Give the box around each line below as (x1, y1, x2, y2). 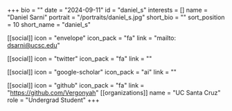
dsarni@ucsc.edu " (7, 41, 60, 49)
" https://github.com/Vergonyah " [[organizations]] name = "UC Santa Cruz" (7, 89, 221, 97)
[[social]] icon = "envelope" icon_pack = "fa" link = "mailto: (7, 34, 177, 42)
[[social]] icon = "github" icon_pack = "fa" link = (7, 81, 145, 89)
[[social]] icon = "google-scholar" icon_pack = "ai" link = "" (7, 68, 177, 76)
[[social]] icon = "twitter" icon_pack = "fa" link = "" (7, 54, 152, 63)
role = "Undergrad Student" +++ (7, 96, 100, 104)
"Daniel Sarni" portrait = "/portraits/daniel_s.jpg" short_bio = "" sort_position (7, 13, 225, 21)
